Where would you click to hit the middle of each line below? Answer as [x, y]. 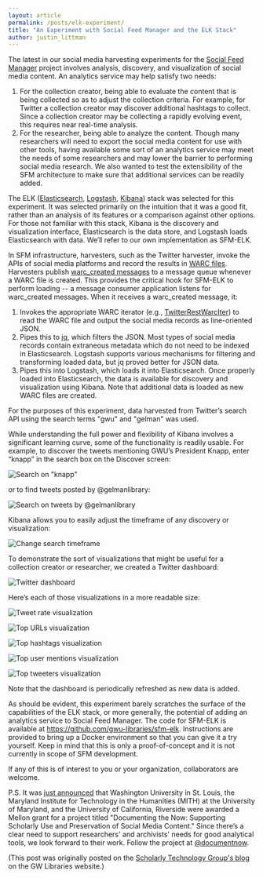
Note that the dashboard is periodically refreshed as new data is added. [124, 689]
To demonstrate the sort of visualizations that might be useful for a [116, 559]
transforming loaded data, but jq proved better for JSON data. [119, 362]
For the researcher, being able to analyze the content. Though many [130, 133]
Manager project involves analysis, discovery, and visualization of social [125, 68]
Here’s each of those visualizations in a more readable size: [104, 598]
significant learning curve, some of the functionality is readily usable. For [126, 443]
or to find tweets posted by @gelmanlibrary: [79, 490]
